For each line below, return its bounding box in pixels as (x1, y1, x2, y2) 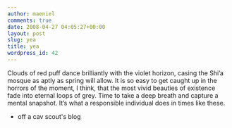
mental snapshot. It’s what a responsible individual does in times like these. (7, 98, 226, 107)
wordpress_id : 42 (7, 50, 59, 57)
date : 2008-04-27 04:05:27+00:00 (7, 23, 106, 30)
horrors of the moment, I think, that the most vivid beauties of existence (7, 84, 216, 92)
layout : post (7, 30, 46, 37)
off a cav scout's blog (17, 112, 81, 120)
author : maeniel (7, 10, 55, 18)
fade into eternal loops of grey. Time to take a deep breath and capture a (7, 91, 219, 99)
